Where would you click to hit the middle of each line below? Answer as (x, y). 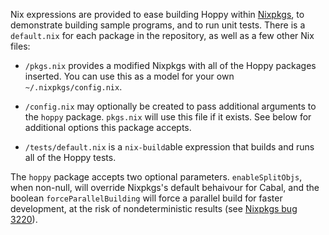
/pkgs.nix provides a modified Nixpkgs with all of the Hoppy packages (170, 65)
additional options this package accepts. (108, 127)
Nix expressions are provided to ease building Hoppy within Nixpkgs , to (157, 14)
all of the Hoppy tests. (70, 157)
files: (20, 46)
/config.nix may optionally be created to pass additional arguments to (170, 106)
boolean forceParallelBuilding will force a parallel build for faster (146, 198)
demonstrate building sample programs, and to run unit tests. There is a (158, 25)
